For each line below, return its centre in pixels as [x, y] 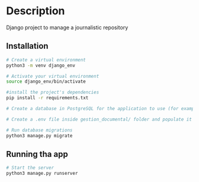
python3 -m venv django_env [41, 65]
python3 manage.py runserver [42, 174]
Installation [27, 46]
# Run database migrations [39, 130]
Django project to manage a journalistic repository [67, 27]
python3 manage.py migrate [39, 136]
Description [36, 11]
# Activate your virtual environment [53, 76]
